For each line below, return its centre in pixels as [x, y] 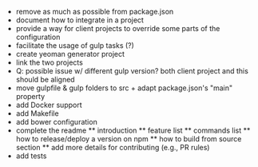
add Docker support [49, 105]
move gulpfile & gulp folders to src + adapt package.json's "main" [124, 88]
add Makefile [37, 113]
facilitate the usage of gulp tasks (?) [75, 46]
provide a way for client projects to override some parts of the [118, 28]
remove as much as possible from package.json [95, 12]
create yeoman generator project [70, 54]
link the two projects [50, 62]
